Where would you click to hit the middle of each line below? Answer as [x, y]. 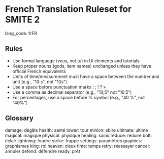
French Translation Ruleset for [68, 9]
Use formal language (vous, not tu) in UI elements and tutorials [76, 61]
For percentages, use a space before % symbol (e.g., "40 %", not [79, 97]
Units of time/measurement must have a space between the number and [86, 76]
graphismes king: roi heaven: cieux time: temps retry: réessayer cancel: [78, 146]
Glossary [19, 118]
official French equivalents [39, 71]
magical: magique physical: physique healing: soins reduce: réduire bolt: [79, 135]
